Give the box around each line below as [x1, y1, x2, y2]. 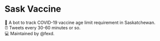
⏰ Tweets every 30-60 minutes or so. [4, 24, 81, 30]
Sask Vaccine [4, 3, 62, 15]
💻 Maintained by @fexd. [4, 30, 55, 36]
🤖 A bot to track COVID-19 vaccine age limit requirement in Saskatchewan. [4, 20, 156, 25]
